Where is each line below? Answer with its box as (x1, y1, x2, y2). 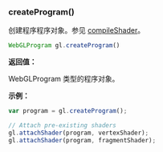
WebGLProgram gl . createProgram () (8, 42, 120, 50)
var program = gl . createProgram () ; (8, 107, 128, 115)
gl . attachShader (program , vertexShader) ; (8, 129, 149, 137)
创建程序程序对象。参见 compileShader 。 (8, 26, 145, 35)
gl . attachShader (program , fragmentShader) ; (8, 136, 157, 144)
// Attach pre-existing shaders (8, 122, 116, 130)
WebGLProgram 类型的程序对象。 (8, 74, 120, 84)
